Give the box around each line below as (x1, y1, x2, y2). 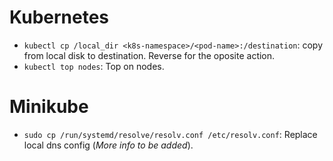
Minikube (9, 96, 89, 118)
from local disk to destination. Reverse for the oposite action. (23, 49, 276, 61)
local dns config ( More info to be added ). (23, 139, 194, 151)
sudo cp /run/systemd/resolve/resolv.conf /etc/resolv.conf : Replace (23, 128, 318, 140)
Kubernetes (9, 6, 110, 29)
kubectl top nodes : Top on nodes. (23, 60, 165, 72)
